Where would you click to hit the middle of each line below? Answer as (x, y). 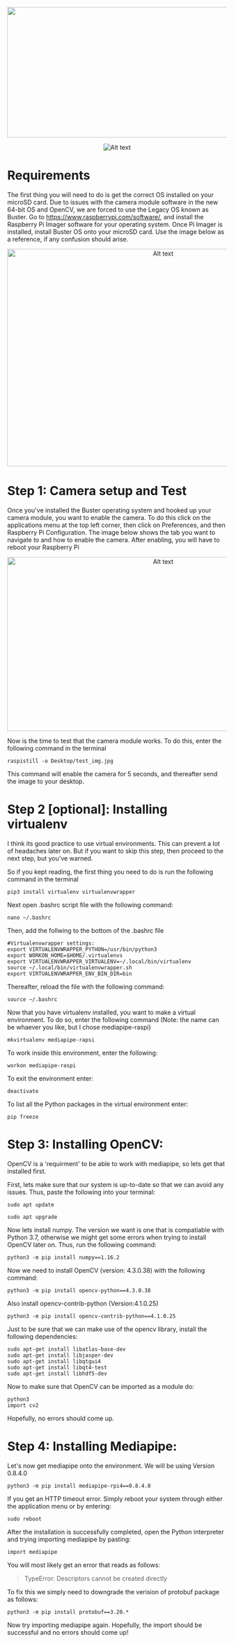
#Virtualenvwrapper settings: (51, 943)
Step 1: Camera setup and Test (97, 491)
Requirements (49, 176)
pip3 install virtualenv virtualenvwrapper (71, 892)
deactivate (23, 1091)
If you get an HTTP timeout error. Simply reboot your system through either (115, 1499)
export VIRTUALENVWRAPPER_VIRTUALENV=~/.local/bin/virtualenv (99, 961)
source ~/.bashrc (32, 999)
